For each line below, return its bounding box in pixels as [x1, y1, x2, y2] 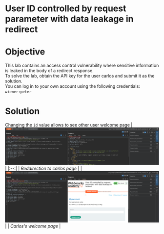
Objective [5, 46, 45, 57]
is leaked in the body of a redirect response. [5, 68, 94, 74]
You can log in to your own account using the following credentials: [5, 83, 140, 89]
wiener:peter [5, 89, 32, 95]
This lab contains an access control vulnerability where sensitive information [5, 62, 159, 69]
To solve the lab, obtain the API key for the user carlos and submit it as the [5, 73, 155, 79]
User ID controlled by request [5, 3, 126, 14]
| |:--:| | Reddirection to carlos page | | [5, 165, 82, 172]
